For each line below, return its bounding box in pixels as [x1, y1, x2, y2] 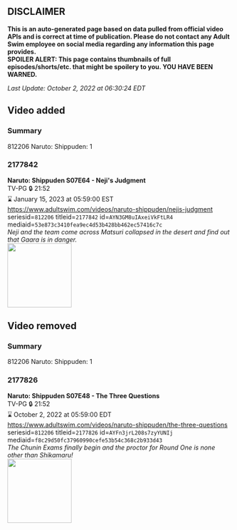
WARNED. [7, 70, 38, 78]
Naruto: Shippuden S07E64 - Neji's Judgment [7, 176, 146, 185]
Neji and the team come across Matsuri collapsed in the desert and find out [7, 227, 230, 236]
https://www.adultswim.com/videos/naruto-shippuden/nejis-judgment [7, 204, 214, 213]
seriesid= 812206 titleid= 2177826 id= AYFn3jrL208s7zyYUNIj [7, 427, 173, 437]
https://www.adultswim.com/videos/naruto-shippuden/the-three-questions [7, 420, 228, 429]
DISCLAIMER [7, 6, 65, 18]
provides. [7, 47, 37, 56]
